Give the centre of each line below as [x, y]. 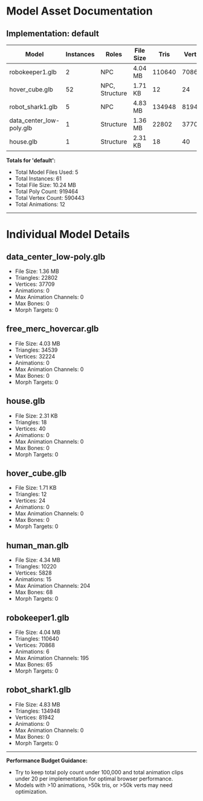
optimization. [31, 791]
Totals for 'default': [31, 160]
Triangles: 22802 [36, 278]
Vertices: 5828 [34, 573]
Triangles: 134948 [37, 711]
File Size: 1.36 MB [37, 271]
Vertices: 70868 [35, 645]
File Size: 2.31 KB [37, 415]
